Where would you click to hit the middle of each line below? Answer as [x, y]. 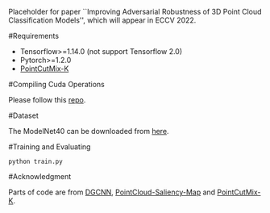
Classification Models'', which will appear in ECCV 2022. [102, 20]
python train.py [35, 161]
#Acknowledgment [40, 176]
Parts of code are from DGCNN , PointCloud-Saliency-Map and [112, 192]
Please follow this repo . [47, 100]
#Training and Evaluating [50, 147]
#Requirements [33, 36]
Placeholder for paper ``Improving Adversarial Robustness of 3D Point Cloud [135, 12]
